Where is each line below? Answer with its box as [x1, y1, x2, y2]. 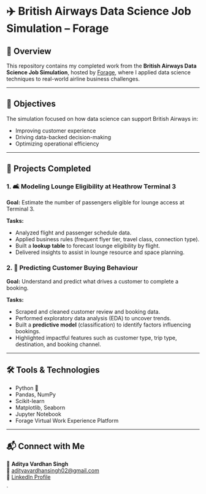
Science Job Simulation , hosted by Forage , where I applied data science [6, 69, 191, 76]
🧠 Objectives [6, 99, 56, 109]
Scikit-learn [15, 397, 45, 404]
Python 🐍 [15, 384, 39, 392]
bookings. [15, 327, 41, 334]
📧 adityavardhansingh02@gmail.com [6, 467, 99, 474]
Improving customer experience [15, 126, 96, 134]
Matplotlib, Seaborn [15, 404, 66, 411]
